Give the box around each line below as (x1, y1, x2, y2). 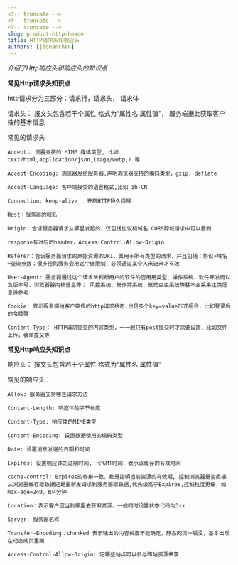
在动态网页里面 (7, 537, 45, 544)
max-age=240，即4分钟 (7, 488, 67, 495)
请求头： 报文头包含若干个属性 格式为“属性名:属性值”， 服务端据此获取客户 (7, 109, 226, 117)
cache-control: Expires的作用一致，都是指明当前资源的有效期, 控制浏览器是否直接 (7, 473, 227, 480)
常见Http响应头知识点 (7, 345, 71, 353)
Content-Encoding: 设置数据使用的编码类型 (7, 432, 123, 439)
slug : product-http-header (7, 30, 87, 38)
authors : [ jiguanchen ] (7, 43, 75, 50)
